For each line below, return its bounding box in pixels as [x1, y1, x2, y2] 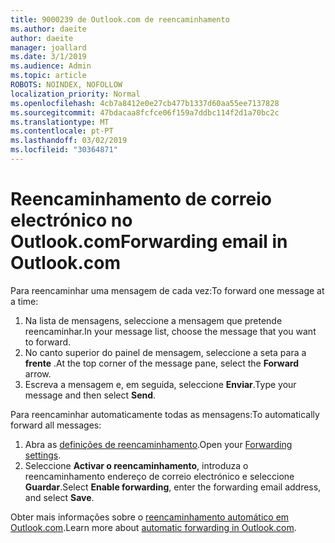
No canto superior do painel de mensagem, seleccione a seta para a [24, 346, 307, 358]
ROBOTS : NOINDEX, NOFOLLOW [10, 80, 123, 90]
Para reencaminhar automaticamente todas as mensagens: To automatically [10, 408, 320, 420]
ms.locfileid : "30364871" [10, 145, 118, 155]
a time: [10, 295, 39, 307]
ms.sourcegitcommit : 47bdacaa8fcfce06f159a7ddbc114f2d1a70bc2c [10, 107, 280, 118]
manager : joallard [10, 42, 87, 53]
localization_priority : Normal [10, 89, 141, 99]
